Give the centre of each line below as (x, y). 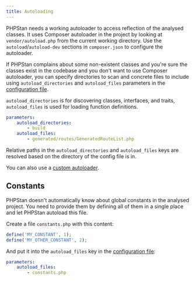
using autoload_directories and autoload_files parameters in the (86, 83)
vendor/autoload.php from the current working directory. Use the (84, 40)
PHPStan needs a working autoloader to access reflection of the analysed (95, 28)
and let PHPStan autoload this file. (47, 212)
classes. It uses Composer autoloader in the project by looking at (84, 34)
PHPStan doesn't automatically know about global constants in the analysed (98, 200)
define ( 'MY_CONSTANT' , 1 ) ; (39, 234)
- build (36, 128)
